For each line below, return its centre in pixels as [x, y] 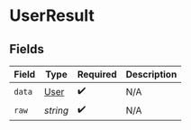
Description [151, 74]
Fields [27, 49]
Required [97, 74]
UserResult [52, 16]
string [56, 110]
